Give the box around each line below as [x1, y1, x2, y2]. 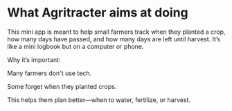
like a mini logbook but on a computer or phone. [7, 42, 144, 50]
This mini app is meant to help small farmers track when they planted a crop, [7, 28, 226, 36]
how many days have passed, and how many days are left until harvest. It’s [7, 34, 221, 43]
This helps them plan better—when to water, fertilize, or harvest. [7, 95, 191, 104]
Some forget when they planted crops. [7, 82, 117, 90]
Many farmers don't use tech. [7, 69, 92, 77]
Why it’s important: [7, 55, 61, 63]
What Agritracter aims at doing [7, 5, 188, 21]
